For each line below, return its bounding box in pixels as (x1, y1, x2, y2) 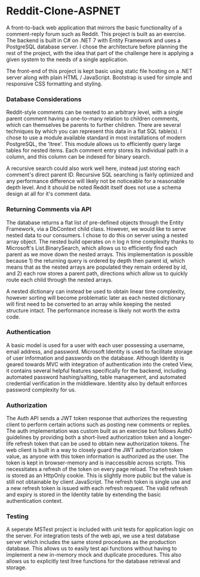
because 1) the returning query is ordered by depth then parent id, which (6, 257, 185, 264)
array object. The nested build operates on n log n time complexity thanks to (6, 238, 194, 245)
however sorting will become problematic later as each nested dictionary (6, 294, 186, 301)
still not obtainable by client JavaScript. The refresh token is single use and (6, 478, 191, 485)
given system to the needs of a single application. (6, 56, 128, 63)
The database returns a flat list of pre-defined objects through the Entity (6, 218, 184, 226)
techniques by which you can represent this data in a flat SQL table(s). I (6, 127, 182, 135)
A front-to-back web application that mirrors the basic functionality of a (6, 24, 182, 31)
